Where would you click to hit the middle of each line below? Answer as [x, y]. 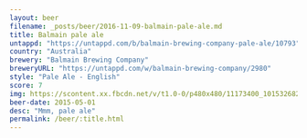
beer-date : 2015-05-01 [53, 102]
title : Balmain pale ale [57, 34]
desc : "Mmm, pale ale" [53, 111]
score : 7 [26, 85]
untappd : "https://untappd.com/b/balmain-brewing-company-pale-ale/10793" [155, 43]
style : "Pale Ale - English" [65, 77]
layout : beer [34, 18]
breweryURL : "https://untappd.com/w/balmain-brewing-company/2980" [141, 69]
